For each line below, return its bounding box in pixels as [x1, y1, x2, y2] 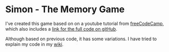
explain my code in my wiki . [5, 41, 64, 47]
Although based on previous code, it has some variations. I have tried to [5, 36, 157, 42]
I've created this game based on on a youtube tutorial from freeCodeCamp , [5, 20, 164, 27]
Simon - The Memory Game [5, 4, 125, 15]
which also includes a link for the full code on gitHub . [5, 25, 118, 32]
